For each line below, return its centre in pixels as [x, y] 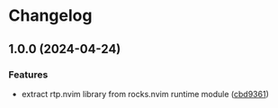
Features [28, 75]
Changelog [50, 16]
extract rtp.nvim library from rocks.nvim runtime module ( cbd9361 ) [145, 94]
